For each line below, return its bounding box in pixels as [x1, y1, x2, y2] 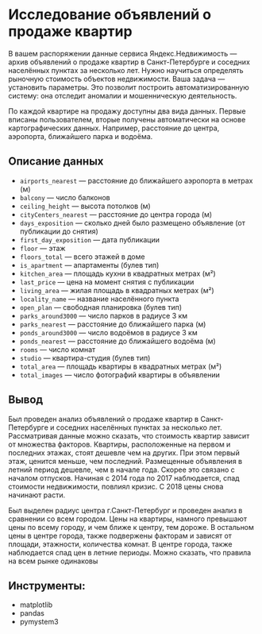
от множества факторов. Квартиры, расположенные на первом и [8, 439, 231, 449]
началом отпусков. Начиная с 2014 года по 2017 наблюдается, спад [8, 473, 240, 482]
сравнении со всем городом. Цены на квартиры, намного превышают [8, 514, 248, 524]
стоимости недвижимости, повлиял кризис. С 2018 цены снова [8, 481, 224, 491]
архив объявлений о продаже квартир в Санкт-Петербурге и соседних [8, 57, 250, 67]
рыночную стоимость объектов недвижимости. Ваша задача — [8, 74, 225, 83]
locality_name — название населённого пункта [19, 294, 179, 303]
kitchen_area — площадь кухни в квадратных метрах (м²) [19, 269, 216, 278]
